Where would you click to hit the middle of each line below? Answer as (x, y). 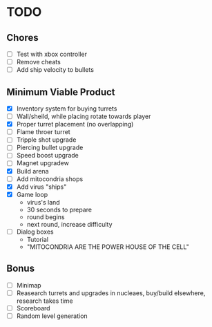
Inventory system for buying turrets (67, 109)
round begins (46, 217)
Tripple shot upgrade (46, 140)
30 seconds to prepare (59, 209)
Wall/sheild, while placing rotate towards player (84, 116)
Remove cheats (39, 62)
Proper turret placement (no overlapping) (75, 124)
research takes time (45, 301)
